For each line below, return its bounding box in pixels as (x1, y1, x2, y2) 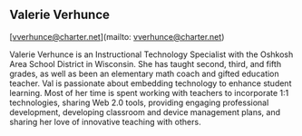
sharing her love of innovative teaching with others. (9, 116, 201, 127)
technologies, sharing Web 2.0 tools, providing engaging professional (9, 97, 269, 108)
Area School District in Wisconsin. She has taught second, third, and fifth (9, 58, 282, 69)
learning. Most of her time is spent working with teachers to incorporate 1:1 (9, 87, 289, 98)
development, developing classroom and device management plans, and (9, 106, 281, 117)
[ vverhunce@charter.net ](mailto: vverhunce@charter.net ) (9, 31, 225, 42)
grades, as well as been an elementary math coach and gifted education (9, 68, 279, 79)
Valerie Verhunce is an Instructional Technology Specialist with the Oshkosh (9, 49, 294, 60)
